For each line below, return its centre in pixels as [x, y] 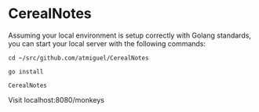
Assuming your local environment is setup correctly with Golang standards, [129, 35]
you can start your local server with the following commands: [107, 43]
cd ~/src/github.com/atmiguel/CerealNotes [78, 58]
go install [26, 71]
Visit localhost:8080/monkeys [56, 99]
